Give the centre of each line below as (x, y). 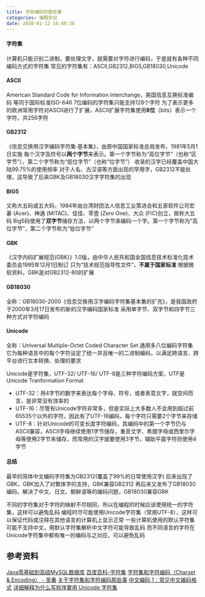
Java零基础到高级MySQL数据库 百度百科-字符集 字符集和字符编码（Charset (101, 572)
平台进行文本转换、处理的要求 (44, 361)
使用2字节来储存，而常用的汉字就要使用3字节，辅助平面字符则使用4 (111, 439)
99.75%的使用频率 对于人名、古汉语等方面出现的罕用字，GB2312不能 (99, 169)
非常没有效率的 (50, 400)
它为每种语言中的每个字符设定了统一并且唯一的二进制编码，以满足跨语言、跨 (103, 353)
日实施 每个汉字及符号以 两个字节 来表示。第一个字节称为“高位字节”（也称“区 (102, 154)
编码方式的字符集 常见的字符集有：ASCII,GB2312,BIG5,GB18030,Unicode (97, 66)
